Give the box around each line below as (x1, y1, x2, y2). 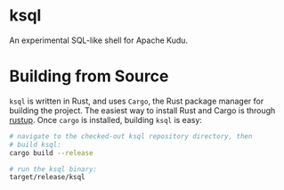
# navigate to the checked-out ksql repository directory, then (9, 131, 253, 141)
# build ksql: (9, 140, 62, 149)
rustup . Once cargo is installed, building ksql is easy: (9, 114, 203, 125)
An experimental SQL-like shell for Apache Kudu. (9, 35, 189, 45)
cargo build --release (9, 148, 93, 157)
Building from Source (9, 66, 169, 87)
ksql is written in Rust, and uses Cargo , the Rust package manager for (9, 95, 264, 106)
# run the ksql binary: (9, 164, 98, 174)
